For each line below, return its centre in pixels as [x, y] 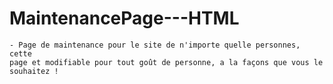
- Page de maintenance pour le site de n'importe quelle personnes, [155, 45]
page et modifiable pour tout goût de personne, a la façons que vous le [166, 62]
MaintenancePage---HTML [124, 18]
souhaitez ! [34, 71]
